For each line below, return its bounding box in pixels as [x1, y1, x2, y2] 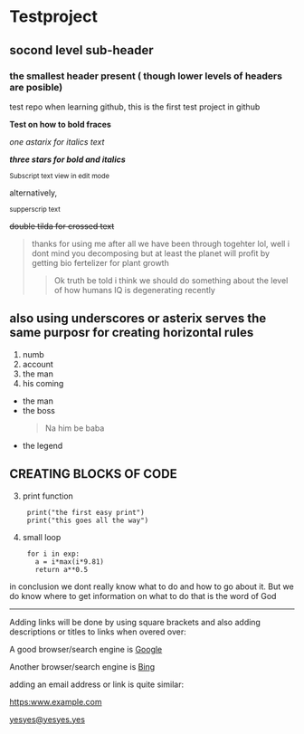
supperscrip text [9, 205, 61, 214]
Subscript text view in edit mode [9, 171, 110, 180]
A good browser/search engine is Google [9, 643, 163, 654]
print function [22, 491, 74, 501]
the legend [22, 440, 63, 451]
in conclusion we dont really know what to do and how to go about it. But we [9, 581, 294, 592]
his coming [22, 377, 64, 388]
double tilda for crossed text [9, 220, 115, 232]
